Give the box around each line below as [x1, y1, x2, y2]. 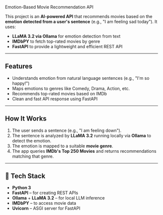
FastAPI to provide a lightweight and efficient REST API [12, 44, 123, 49]
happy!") [12, 80, 30, 86]
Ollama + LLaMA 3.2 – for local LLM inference [12, 195, 105, 201]
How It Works [5, 114, 47, 123]
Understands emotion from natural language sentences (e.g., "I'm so [12, 75, 149, 81]
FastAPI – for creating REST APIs [12, 190, 79, 196]
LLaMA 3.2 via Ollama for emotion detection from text [12, 34, 121, 39]
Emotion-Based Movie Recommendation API [5, 4, 94, 10]
